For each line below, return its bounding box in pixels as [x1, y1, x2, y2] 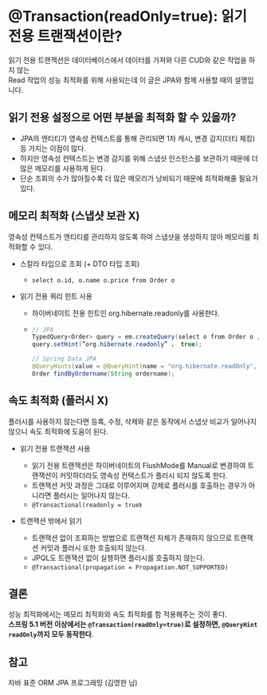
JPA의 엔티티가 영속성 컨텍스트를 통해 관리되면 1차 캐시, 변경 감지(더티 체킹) [19, 133, 256, 143]
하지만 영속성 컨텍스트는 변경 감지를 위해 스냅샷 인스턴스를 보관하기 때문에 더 [19, 153, 259, 163]
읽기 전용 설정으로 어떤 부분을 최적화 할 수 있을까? [8, 111, 237, 125]
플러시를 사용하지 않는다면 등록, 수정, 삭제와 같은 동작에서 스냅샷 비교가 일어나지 [8, 416, 257, 426]
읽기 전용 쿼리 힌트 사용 [19, 291, 93, 300]
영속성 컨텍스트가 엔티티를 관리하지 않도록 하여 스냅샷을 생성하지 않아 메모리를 [8, 232, 251, 241]
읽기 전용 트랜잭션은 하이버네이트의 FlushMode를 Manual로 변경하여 [31, 460, 246, 470]
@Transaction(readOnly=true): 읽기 [8, 7, 247, 26]
